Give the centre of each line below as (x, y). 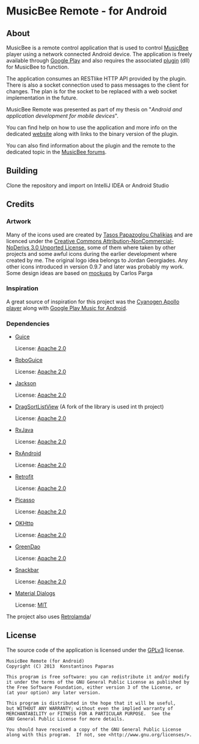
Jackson (26, 383)
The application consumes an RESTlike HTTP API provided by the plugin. (96, 79)
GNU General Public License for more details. (66, 719)
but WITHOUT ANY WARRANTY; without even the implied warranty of (90, 708)
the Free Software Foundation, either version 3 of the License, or (94, 687)
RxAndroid (28, 453)
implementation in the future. (42, 98)
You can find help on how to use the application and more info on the (92, 127)
